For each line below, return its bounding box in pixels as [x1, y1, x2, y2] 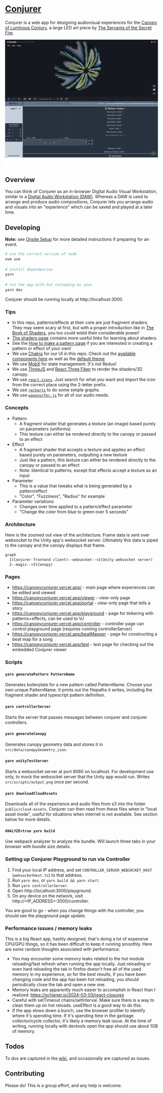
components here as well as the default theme [12, 356, 105, 362]
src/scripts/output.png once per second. [5, 779, 89, 785]
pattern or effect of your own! [12, 345, 71, 352]
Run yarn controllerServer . [12, 882, 68, 888]
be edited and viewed [12, 590, 56, 596]
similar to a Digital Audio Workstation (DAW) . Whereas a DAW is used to [5, 194, 148, 199]
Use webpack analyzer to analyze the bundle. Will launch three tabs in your [5, 838, 156, 844]
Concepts [5, 404, 29, 411]
